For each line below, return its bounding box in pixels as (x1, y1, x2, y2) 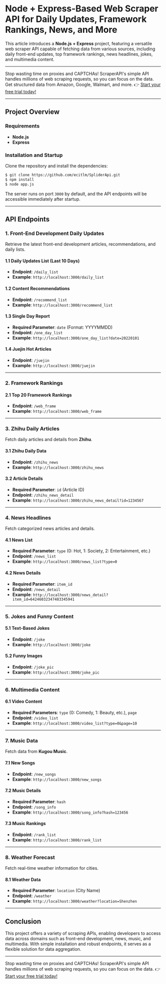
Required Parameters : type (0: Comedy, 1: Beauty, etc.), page (12, 710, 137, 716)
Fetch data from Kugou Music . (5, 749, 68, 755)
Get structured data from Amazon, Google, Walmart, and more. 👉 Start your (5, 81, 161, 87)
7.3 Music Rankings (5, 821, 46, 827)
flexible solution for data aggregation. (5, 946, 82, 952)
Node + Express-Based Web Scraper (5, 3, 159, 14)
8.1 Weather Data (5, 876, 41, 882)
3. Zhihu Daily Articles (5, 425, 60, 432)
